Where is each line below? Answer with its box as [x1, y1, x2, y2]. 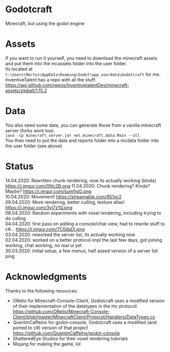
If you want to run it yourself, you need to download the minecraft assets [5, 55, 158, 61]
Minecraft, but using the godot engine [5, 20, 85, 26]
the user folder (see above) [5, 142, 63, 149]
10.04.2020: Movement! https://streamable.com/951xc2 [5, 193, 122, 199]
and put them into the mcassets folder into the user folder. [5, 60, 127, 67]
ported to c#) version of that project [12, 325, 88, 331]
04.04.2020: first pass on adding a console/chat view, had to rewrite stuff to [5, 220, 165, 227]
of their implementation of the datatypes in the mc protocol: [12, 303, 138, 309]
